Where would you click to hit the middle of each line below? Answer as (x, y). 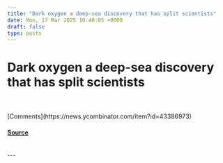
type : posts (24, 33)
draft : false (26, 26)
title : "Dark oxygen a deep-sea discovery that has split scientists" (112, 14)
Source (18, 132)
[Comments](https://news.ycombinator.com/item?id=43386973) (99, 116)
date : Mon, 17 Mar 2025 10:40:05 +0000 (65, 20)
